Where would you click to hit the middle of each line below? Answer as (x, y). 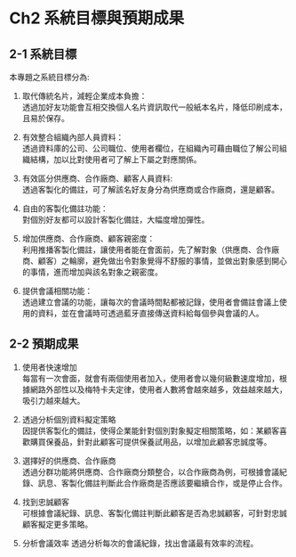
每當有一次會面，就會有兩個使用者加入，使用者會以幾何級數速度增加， (151, 378)
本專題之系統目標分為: (50, 77)
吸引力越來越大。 (53, 400)
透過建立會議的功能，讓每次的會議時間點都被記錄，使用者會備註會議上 (151, 302)
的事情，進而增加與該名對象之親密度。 (92, 272)
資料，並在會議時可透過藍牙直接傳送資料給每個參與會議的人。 (151, 313)
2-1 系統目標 (43, 54)
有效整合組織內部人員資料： (73, 137)
